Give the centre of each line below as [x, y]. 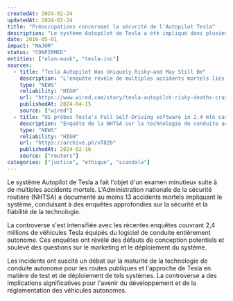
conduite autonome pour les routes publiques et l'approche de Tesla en [109, 268]
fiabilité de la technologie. [44, 211]
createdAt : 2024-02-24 [40, 14]
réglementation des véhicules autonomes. [67, 290]
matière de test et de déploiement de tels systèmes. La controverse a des [112, 275]
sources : [20, 65]
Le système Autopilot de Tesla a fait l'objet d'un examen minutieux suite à [112, 182]
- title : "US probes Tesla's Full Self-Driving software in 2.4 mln [114, 117]
